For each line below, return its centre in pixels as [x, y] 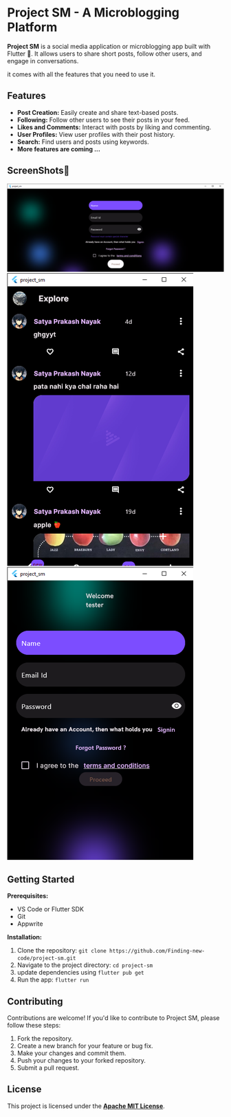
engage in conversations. [43, 61]
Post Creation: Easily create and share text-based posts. [98, 112]
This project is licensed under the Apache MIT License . [86, 1106]
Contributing [35, 1001]
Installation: [25, 937]
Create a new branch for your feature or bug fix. [85, 1045]
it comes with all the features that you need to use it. [81, 74]
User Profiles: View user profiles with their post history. [96, 134]
